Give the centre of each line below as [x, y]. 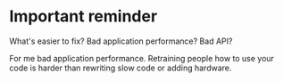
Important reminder [83, 16]
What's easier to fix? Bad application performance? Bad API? [121, 41]
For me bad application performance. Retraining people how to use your [142, 58]
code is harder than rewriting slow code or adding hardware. [121, 68]
